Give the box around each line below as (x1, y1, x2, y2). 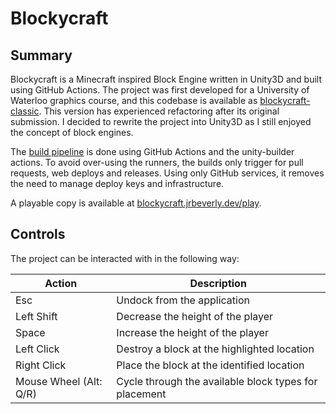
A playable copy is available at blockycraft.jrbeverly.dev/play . (10, 197, 262, 209)
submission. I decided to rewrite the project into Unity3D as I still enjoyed (10, 116, 312, 127)
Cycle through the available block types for (116, 374, 318, 388)
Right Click (15, 358, 67, 372)
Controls (10, 226, 66, 243)
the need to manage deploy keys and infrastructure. (10, 178, 225, 189)
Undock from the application (116, 293, 250, 307)
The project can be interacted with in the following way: (10, 252, 240, 264)
